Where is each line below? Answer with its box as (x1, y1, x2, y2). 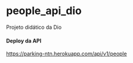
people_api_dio (6, 4, 82, 18)
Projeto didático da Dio (6, 24, 62, 31)
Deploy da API (6, 37, 41, 44)
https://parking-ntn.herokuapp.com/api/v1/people (6, 50, 127, 57)
